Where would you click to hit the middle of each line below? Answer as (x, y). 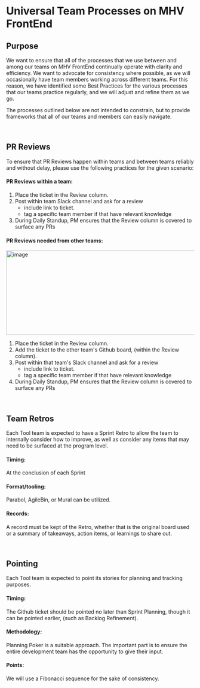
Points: (15, 665)
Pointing (22, 564)
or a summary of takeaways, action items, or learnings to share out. (89, 533)
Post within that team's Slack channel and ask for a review (87, 363)
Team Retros (30, 418)
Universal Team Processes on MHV (95, 11)
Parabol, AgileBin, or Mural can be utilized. (59, 500)
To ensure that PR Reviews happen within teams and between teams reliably (100, 161)
